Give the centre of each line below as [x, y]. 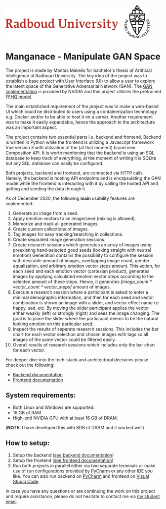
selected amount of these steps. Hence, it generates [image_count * [82, 282]
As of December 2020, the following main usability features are [70, 198]
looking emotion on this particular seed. [53, 324]
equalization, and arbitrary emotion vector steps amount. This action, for [86, 266]
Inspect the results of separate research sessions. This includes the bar [85, 329]
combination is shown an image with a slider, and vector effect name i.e [86, 302]
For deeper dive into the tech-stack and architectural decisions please [77, 359]
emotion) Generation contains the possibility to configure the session [83, 255]
